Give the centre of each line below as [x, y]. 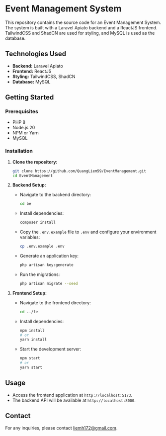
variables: [30, 237]
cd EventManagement [33, 175]
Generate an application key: [49, 256]
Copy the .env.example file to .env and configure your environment [88, 232]
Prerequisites [22, 111]
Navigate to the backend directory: [55, 195]
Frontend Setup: [30, 293]
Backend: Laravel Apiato [38, 66]
